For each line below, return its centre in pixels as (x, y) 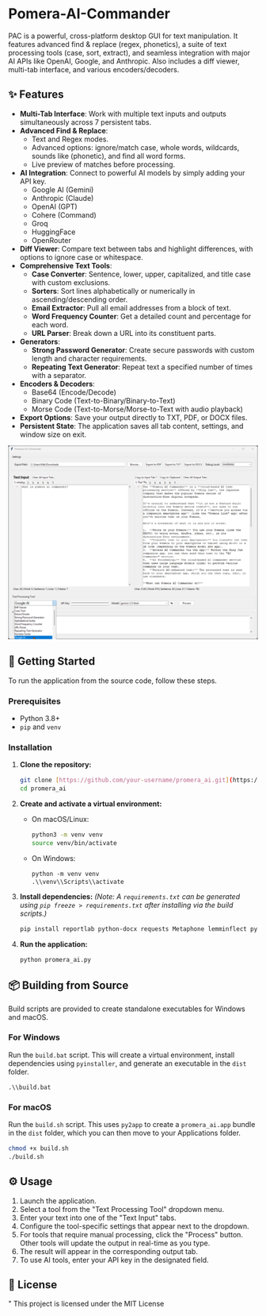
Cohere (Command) (64, 214)
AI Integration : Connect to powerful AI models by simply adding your (132, 172)
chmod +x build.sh (38, 1148)
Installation (30, 747)
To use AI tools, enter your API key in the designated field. (114, 1260)
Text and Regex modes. (70, 139)
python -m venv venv (65, 874)
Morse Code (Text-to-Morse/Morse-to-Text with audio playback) (137, 409)
